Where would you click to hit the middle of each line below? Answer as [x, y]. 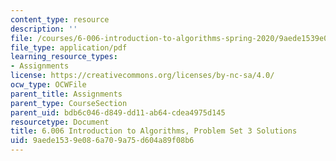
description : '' [44, 29]
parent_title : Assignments [66, 94]
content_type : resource [60, 19]
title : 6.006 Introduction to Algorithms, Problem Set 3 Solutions [154, 131]
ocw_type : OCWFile [48, 85]
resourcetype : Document [60, 122]
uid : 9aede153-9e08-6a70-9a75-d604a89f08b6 [102, 141]
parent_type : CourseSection [69, 103]
